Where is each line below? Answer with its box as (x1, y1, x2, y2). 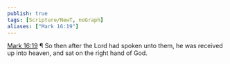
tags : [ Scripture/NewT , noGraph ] (7, 17, 104, 23)
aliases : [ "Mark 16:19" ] (7, 23, 79, 30)
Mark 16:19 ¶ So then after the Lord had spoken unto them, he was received (7, 42, 223, 50)
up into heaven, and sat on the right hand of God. (7, 49, 148, 57)
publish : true (7, 10, 48, 17)
